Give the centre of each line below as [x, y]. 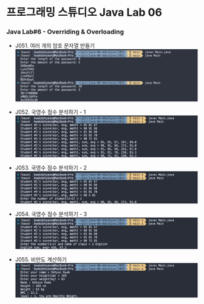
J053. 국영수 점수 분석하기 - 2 [51, 167]
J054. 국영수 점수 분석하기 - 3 [51, 214]
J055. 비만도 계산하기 [41, 259]
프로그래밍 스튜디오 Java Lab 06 [84, 12]
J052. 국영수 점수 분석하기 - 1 [50, 112]
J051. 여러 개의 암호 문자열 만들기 [55, 46]
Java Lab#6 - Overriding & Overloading [65, 32]
